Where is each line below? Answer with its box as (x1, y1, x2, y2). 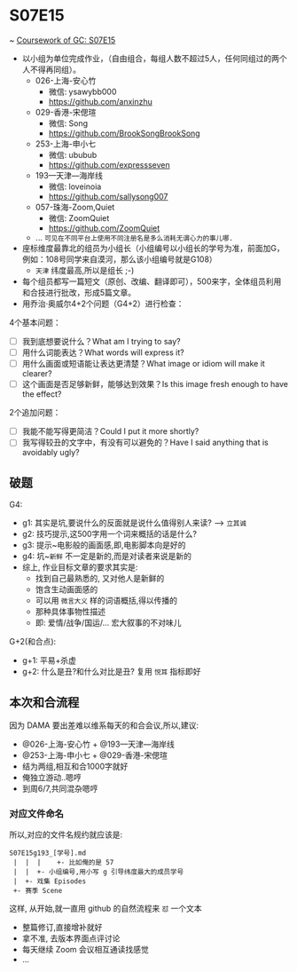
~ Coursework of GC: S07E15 (9, 35, 116, 45)
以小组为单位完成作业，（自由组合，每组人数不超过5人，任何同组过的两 (21, 52, 280, 63)
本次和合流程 (9, 694, 80, 710)
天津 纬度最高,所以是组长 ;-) (35, 265, 135, 275)
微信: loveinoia (48, 181, 102, 192)
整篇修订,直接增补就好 (21, 922, 103, 933)
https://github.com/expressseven (48, 159, 170, 170)
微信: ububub (48, 149, 98, 160)
